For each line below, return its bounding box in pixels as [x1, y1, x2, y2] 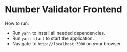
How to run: [5, 20, 29, 26]
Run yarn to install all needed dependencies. [12, 30, 105, 36]
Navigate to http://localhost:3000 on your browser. [12, 40, 122, 46]
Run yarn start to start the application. [12, 35, 94, 41]
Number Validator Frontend [5, 4, 122, 15]
